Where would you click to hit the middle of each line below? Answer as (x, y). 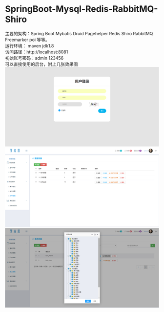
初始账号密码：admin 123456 (34, 58)
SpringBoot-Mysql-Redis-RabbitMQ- (82, 9)
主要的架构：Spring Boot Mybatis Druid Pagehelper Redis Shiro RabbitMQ (79, 33)
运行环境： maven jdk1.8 (30, 45)
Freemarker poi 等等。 (27, 40)
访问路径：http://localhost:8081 (37, 52)
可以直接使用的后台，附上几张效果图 (41, 64)
